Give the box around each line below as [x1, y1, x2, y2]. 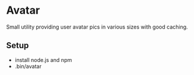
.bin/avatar [14, 62, 42, 70]
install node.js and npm [14, 56, 72, 63]
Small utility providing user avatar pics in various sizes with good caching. [6, 23, 188, 30]
